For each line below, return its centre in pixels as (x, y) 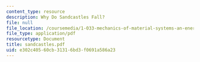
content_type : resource (36, 12)
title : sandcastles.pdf (36, 45)
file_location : (25, 28)
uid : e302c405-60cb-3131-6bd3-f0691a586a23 (61, 50)
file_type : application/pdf (41, 34)
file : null (20, 22)
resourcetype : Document (36, 39)
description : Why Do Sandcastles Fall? (56, 17)
